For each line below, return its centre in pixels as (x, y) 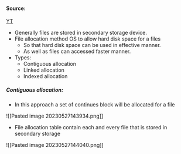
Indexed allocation (45, 76)
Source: (16, 8)
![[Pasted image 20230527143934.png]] (55, 116)
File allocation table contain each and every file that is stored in (91, 128)
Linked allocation (44, 70)
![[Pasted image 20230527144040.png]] (55, 145)
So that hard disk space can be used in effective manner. (92, 45)
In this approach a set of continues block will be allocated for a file (95, 105)
